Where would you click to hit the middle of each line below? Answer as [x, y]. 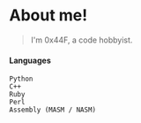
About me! [48, 15]
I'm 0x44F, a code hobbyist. [82, 40]
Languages [30, 60]
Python [21, 79]
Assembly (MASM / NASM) [53, 110]
